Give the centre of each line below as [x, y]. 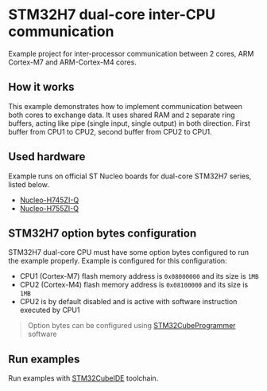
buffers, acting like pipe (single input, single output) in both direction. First [129, 123]
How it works [41, 87]
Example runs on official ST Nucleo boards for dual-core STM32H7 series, [130, 176]
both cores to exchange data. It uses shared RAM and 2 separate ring [122, 115]
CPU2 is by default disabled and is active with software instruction [128, 302]
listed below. [29, 184]
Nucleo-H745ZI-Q [49, 200]
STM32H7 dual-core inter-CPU [112, 15]
